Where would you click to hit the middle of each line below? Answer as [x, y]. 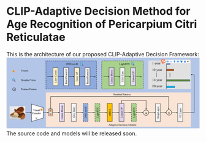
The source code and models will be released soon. [71, 133]
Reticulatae [36, 37]
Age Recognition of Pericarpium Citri [102, 24]
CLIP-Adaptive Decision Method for [98, 11]
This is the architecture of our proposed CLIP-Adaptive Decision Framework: [103, 54]
